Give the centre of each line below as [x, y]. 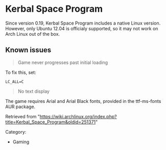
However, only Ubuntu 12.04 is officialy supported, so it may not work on [82, 28]
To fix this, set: [21, 72]
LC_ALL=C [15, 82]
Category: [16, 132]
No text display [34, 91]
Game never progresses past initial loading [63, 62]
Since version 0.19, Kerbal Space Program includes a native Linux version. [83, 23]
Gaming [21, 142]
